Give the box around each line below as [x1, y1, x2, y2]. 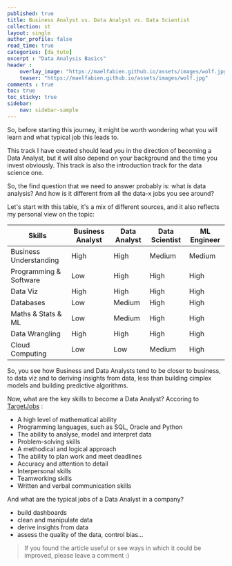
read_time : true [7, 42, 54, 49]
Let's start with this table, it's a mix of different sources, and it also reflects [7, 202, 220, 211]
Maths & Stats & [10, 309, 62, 318]
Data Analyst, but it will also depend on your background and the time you [7, 154, 217, 162]
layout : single [7, 29, 51, 37]
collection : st [7, 23, 51, 30]
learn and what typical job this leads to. [7, 133, 119, 141]
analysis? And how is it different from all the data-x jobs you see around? [7, 189, 215, 197]
